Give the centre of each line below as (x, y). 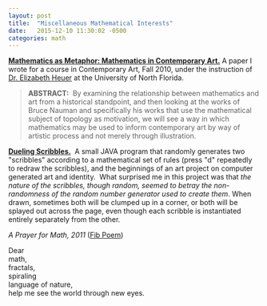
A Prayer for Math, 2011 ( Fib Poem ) (66, 235)
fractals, (22, 268)
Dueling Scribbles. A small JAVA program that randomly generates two (127, 151)
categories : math (37, 38)
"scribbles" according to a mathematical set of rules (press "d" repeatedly (130, 160)
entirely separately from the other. (64, 219)
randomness (29, 194)
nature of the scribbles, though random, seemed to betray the (110, 186)
